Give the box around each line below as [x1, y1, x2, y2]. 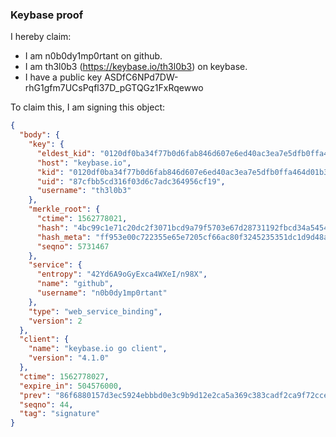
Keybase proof [10, 8, 84, 22]
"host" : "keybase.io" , [36, 158, 132, 168]
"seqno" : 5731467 [36, 241, 110, 252]
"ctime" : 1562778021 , [36, 214, 128, 224]
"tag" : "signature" [19, 409, 101, 419]
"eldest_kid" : [36, 148, 97, 158]
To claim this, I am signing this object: [10, 101, 166, 113]
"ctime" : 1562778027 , [19, 371, 110, 382]
